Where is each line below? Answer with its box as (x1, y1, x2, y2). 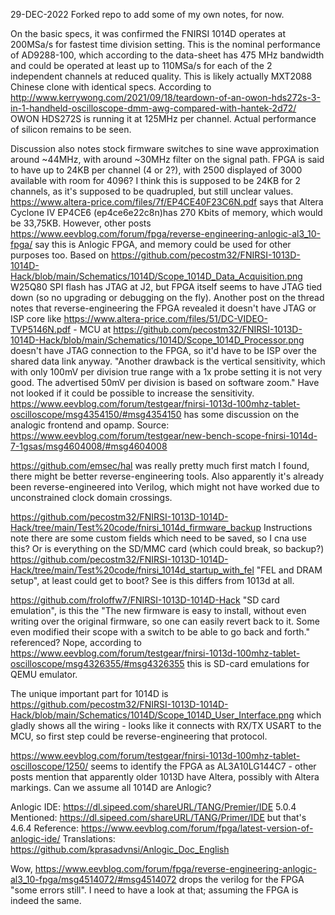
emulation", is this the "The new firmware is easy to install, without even (10, 605, 307, 616)
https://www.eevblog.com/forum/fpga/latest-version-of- (80, 822, 314, 834)
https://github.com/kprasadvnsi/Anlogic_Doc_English (10, 844, 230, 855)
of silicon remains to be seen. (10, 124, 132, 135)
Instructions (263, 522, 313, 533)
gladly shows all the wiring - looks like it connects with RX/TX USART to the (10, 720, 322, 731)
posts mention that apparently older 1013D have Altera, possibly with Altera (10, 771, 320, 783)
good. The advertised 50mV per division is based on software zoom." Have (10, 377, 320, 388)
